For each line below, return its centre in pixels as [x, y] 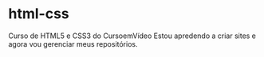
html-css [39, 14]
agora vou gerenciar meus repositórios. [73, 44]
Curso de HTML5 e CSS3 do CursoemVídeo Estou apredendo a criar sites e [132, 36]
